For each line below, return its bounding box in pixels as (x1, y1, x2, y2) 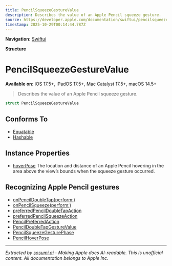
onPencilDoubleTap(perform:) (12, 196, 76, 203)
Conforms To (5, 115, 48, 124)
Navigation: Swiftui (5, 36, 47, 42)
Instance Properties (5, 149, 70, 158)
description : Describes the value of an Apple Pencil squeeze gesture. (5, 12, 161, 17)
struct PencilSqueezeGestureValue (5, 101, 79, 106)
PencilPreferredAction (12, 218, 60, 224)
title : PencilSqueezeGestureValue (5, 7, 79, 13)
